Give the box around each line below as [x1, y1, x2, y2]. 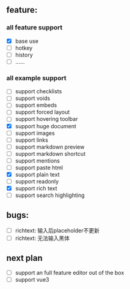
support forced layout [15, 109, 70, 116]
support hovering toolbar [15, 115, 78, 123]
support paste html [15, 164, 63, 171]
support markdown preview [15, 143, 85, 150]
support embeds [15, 101, 57, 109]
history [15, 51, 34, 58]
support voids [15, 94, 51, 102]
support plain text [15, 171, 60, 178]
